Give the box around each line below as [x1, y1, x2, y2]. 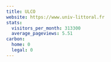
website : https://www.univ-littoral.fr [6, 14, 105, 20]
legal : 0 [11, 47, 33, 53]
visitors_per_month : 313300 [11, 25, 81, 31]
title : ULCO [6, 8, 36, 15]
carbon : [6, 36, 26, 42]
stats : [6, 19, 23, 25]
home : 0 [11, 42, 31, 48]
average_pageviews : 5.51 [11, 31, 73, 37]
